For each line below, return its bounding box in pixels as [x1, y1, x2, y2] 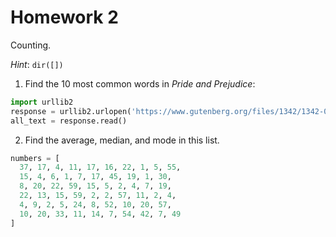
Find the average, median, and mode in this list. [24, 134, 220, 146]
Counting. [10, 39, 52, 51]
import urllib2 [10, 97, 74, 107]
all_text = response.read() [10, 116, 128, 126]
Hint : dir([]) [10, 58, 64, 70]
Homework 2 [10, 6, 119, 29]
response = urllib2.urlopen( [10, 106, 132, 116]
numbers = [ [10, 153, 60, 163]
